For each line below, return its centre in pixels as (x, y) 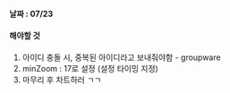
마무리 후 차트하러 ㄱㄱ (62, 80)
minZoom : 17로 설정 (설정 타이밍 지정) (90, 68)
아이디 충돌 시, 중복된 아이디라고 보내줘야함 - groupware (121, 57)
